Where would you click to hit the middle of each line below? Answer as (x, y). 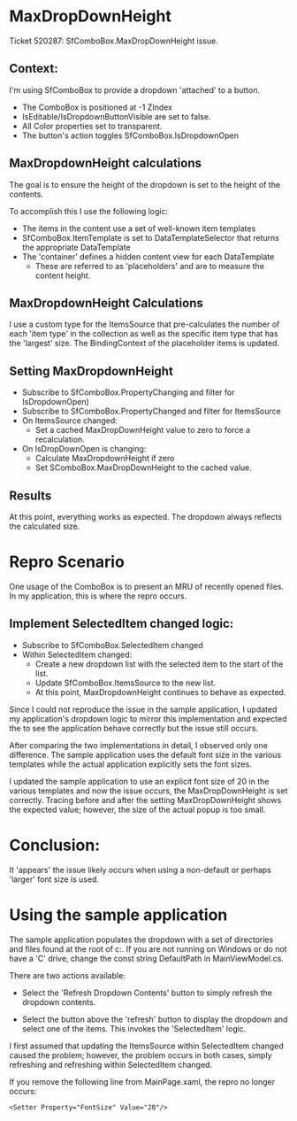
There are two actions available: (67, 975)
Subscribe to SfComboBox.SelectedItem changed (112, 645)
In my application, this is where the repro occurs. (98, 596)
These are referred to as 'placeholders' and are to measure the (150, 266)
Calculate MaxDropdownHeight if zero (105, 459)
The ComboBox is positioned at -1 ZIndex (97, 107)
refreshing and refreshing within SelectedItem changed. (111, 1064)
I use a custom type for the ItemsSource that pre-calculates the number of (145, 324)
